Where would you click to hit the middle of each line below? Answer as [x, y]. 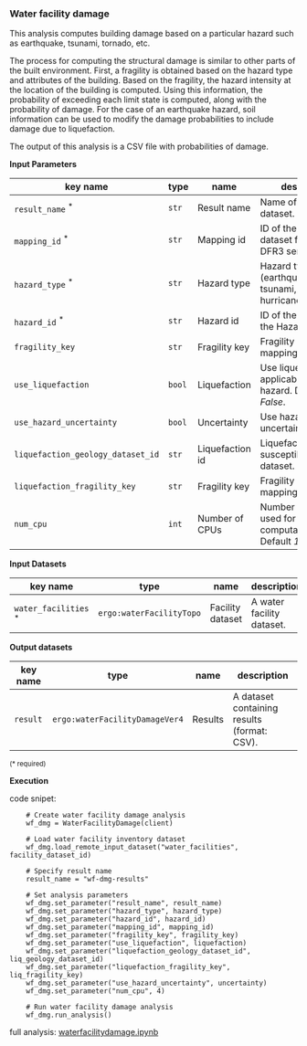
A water [268, 602]
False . [273, 402]
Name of [278, 202]
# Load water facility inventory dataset [106, 840]
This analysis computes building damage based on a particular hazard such [152, 34]
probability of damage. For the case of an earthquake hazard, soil [132, 110]
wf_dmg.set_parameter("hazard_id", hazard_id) [116, 919]
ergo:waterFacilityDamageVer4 [118, 719]
